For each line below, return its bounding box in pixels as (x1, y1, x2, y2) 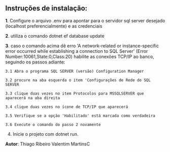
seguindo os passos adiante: (5, 58, 65, 65)
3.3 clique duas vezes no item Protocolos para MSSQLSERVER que (5, 91, 144, 96)
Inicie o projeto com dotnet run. (12, 131, 79, 137)
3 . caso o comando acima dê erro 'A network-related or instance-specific (5, 43, 159, 49)
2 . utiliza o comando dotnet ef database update (5, 33, 105, 39)
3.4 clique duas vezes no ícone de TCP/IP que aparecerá (5, 104, 128, 109)
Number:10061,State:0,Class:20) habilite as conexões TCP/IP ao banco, (5, 53, 154, 59)
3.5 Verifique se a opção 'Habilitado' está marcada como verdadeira (5, 113, 156, 118)
